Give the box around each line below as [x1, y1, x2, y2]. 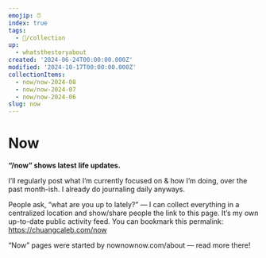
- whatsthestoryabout [15, 48, 87, 56]
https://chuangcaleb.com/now [8, 225, 107, 235]
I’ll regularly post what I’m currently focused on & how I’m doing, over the [8, 176, 248, 186]
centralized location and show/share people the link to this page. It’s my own [8, 208, 259, 218]
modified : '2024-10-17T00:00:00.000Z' [8, 64, 137, 71]
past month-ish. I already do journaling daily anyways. [8, 184, 185, 194]
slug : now [8, 100, 41, 108]
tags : [8, 26, 26, 34]
